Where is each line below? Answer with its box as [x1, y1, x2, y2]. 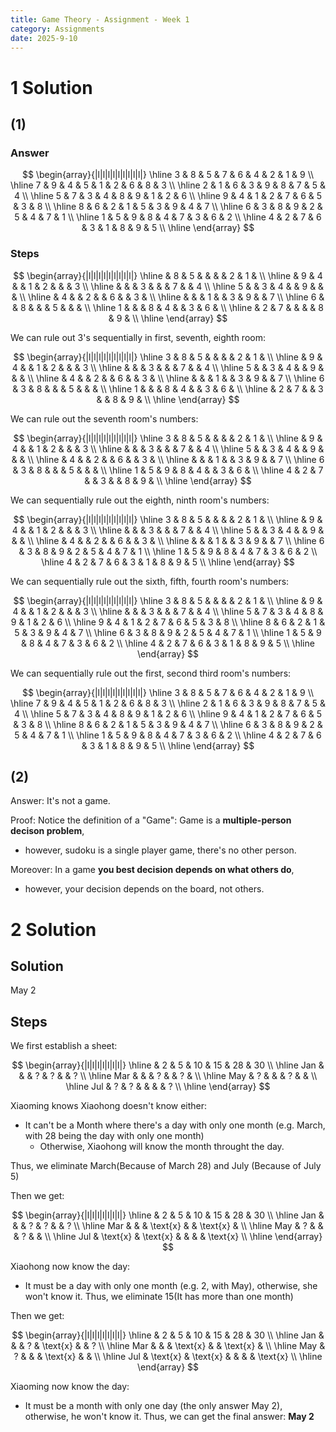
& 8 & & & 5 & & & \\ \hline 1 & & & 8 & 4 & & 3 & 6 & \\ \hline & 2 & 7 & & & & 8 [12, 301, 324, 313]
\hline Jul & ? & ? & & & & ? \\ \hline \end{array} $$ [65, 1081, 271, 1093]
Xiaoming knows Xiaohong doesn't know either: [10, 1100, 208, 1112]
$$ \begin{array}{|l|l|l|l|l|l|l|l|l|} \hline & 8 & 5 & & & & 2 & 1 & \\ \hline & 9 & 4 [13, 269, 323, 281]
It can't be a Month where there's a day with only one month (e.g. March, [24, 1119, 326, 1131]
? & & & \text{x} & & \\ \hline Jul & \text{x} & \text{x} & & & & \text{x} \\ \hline [13, 1351, 323, 1363]
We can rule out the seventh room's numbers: [10, 412, 199, 425]
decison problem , [10, 825, 85, 837]
